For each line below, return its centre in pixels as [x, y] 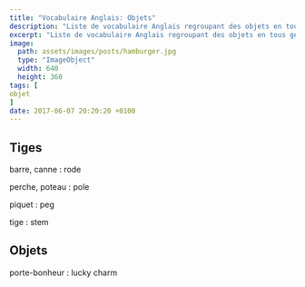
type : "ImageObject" [56, 60]
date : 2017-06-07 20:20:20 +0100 [73, 111]
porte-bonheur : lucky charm [64, 272]
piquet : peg [32, 204]
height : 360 [40, 77]
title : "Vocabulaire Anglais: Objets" [83, 18]
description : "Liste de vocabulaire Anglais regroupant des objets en [146, 26]
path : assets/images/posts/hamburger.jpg [97, 52]
